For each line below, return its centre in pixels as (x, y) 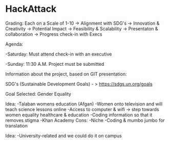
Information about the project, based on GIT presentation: (66, 74)
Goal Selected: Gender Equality (38, 94)
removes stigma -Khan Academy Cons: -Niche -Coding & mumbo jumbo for (85, 120)
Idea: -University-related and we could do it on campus (63, 136)
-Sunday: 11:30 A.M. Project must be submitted (55, 64)
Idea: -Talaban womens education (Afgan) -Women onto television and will (84, 104)
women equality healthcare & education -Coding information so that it (79, 115)
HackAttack (31, 9)
